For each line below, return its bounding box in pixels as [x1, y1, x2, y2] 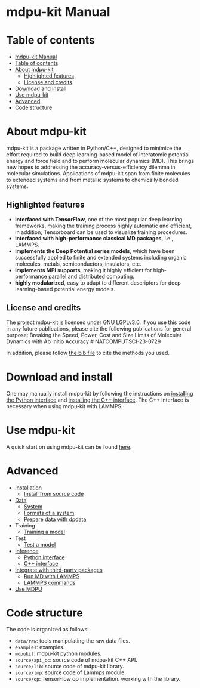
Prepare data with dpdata [23, 516, 87, 523]
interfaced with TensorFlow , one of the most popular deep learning [14, 215, 183, 223]
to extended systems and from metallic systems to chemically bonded [6, 177, 179, 184]
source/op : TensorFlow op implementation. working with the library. [14, 675, 181, 683]
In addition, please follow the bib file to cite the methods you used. [6, 349, 170, 356]
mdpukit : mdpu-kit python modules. [14, 650, 102, 657]
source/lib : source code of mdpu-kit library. [14, 663, 124, 670]
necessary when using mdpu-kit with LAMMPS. [6, 402, 124, 409]
